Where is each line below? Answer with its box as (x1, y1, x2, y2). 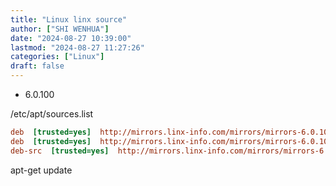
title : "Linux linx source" (10, 14, 128, 25)
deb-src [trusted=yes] (10, 146, 110, 156)
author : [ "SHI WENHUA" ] (10, 24, 110, 34)
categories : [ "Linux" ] (10, 52, 105, 62)
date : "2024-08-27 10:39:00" (10, 33, 132, 43)
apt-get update (10, 164, 73, 176)
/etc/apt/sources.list (10, 108, 94, 120)
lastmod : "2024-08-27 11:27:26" (10, 42, 145, 53)
